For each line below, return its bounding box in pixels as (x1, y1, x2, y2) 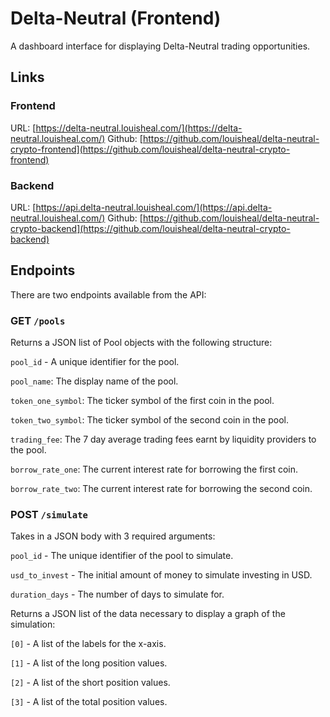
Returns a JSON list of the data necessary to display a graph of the (10, 608, 286, 620)
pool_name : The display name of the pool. (10, 375, 179, 387)
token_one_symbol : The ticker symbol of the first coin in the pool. (10, 395, 275, 407)
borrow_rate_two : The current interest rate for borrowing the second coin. (10, 483, 313, 495)
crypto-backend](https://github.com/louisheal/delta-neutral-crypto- (10, 222, 291, 234)
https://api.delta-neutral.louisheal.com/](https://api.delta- (35, 201, 273, 213)
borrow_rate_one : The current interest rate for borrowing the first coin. (10, 463, 299, 476)
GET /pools (10, 313, 66, 327)
